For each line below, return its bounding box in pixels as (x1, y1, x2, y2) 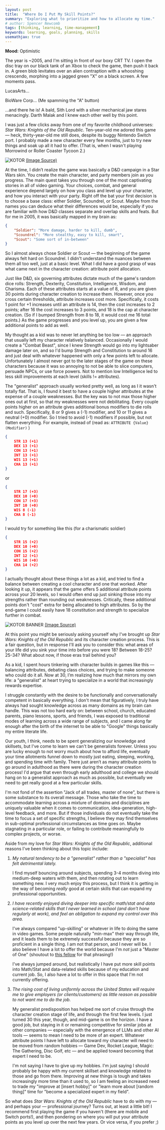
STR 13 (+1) (14, 439, 38, 444)
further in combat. (5, 612, 42, 619)
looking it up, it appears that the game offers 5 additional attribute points (5, 586, 152, 592)
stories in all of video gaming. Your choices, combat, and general (5, 182, 137, 188)
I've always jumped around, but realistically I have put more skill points (12, 961, 156, 967)
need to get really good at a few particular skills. (5, 780, 103, 786)
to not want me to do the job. (12, 997, 71, 1003)
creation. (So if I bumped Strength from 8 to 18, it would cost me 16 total (5, 312, 151, 318)
